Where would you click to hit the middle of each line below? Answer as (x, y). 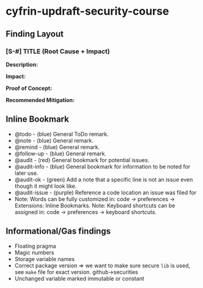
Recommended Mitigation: (40, 100)
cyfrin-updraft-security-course (87, 11)
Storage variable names (44, 259)
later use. (26, 173)
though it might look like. (46, 186)
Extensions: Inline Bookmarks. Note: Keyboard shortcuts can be (95, 205)
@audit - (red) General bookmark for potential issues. (82, 160)
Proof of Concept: (29, 88)
